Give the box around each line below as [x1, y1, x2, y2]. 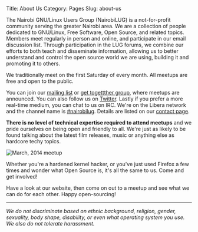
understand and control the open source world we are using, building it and [6, 54, 189, 60]
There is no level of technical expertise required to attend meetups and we [6, 119, 192, 126]
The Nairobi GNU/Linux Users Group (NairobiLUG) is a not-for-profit [6, 16, 171, 23]
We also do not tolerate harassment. [6, 220, 95, 227]
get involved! [6, 173, 38, 180]
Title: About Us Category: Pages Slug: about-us [6, 5, 122, 12]
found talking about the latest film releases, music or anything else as [6, 132, 175, 139]
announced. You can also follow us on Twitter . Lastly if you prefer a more [6, 95, 183, 102]
